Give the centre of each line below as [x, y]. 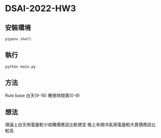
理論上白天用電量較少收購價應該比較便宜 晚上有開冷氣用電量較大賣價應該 [78, 125]
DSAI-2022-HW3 [41, 9]
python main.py [20, 67]
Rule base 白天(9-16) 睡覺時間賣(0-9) [42, 95]
